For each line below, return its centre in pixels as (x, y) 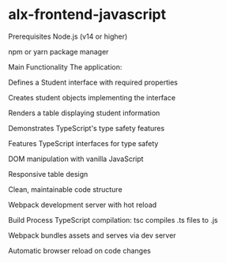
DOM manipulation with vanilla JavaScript (76, 159)
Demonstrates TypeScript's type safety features (87, 128)
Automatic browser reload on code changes (80, 250)
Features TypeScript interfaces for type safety (83, 143)
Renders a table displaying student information (84, 113)
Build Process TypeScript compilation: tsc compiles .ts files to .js (113, 220)
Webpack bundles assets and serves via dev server (92, 235)
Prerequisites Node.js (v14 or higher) (68, 36)
